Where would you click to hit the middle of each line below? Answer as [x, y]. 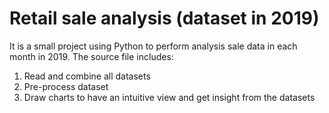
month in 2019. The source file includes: [91, 56]
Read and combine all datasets [87, 76]
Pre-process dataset [66, 86]
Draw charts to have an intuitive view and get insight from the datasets [169, 97]
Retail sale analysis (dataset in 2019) [164, 18]
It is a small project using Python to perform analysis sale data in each [153, 46]
